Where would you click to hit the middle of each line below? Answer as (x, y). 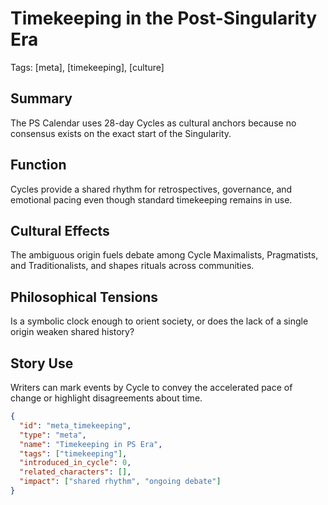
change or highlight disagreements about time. (106, 398)
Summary (41, 98)
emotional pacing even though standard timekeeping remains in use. (151, 199)
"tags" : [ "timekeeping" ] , (73, 453)
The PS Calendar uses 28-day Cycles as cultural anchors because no (153, 123)
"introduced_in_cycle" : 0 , (75, 463)
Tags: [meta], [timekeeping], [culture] (87, 67)
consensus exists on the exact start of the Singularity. (121, 133)
